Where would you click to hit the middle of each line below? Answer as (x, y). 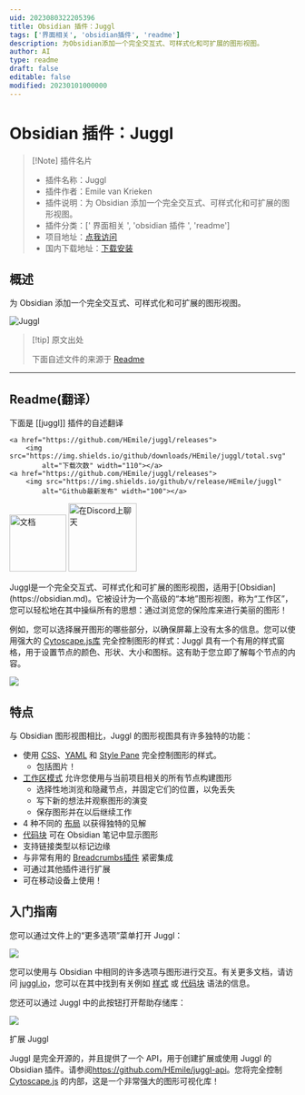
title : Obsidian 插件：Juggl (63, 26)
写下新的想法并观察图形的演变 (92, 801)
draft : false (34, 69)
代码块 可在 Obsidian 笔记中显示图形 (90, 835)
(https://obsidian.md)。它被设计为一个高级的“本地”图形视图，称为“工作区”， (151, 599)
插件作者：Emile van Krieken (98, 191)
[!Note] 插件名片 (62, 160)
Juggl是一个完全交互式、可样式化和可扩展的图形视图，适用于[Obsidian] (143, 587)
